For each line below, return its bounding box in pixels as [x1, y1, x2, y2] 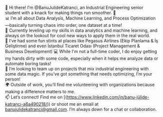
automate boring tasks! [5, 61, 52, 66]
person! [5, 76, 21, 82]
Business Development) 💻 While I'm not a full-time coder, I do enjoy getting [5, 49, 157, 54]
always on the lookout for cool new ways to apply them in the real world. [5, 33, 150, 39]
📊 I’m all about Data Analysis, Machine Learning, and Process [5, 15, 129, 21]
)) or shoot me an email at [47, 101, 99, 107]
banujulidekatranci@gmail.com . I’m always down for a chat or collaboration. [5, 106, 157, 112]
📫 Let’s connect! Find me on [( [5, 94, 67, 100]
